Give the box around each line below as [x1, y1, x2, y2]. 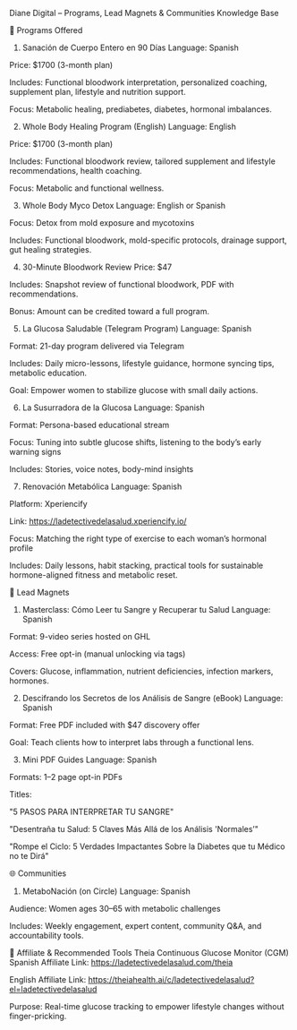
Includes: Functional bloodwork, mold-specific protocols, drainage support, [9, 235, 288, 245]
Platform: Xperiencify [9, 499, 88, 509]
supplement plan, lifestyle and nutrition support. [9, 87, 186, 97]
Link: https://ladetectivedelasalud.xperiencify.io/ [9, 516, 187, 527]
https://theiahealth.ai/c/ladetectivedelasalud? [88, 974, 255, 984]
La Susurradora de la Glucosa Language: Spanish [21, 402, 206, 413]
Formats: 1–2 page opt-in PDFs [9, 772, 123, 782]
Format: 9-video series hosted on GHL [9, 631, 151, 641]
